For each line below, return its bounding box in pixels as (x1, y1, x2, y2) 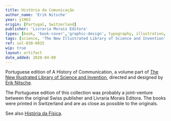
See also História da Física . (5, 110, 62, 116)
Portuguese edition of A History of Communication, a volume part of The (5, 69, 159, 75)
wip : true (5, 45, 27, 51)
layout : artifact (5, 50, 42, 55)
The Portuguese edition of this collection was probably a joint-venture (5, 90, 153, 96)
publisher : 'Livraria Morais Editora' (5, 27, 88, 32)
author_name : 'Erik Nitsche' (5, 12, 68, 17)
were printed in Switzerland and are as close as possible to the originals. (5, 101, 158, 107)
